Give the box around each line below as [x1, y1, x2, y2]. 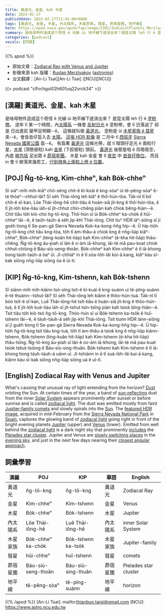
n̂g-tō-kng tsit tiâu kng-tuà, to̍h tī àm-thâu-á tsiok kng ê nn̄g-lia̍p [14, 328, 145, 334]
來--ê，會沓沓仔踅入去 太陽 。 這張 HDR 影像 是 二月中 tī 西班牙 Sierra [5, 134, 146, 140]
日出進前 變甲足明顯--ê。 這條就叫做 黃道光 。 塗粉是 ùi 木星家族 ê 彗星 [10, 127, 155, 134]
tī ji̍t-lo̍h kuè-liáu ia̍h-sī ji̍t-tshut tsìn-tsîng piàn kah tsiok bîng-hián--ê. [17, 304, 159, 310]
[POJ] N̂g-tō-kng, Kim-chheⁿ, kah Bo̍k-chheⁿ [5, 174, 146, 182]
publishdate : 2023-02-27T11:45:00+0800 [5, 16, 87, 21]
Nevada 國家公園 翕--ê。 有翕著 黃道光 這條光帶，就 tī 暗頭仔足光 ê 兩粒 [5, 140, 152, 146]
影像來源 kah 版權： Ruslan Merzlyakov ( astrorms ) [12, 69, 114, 75]
